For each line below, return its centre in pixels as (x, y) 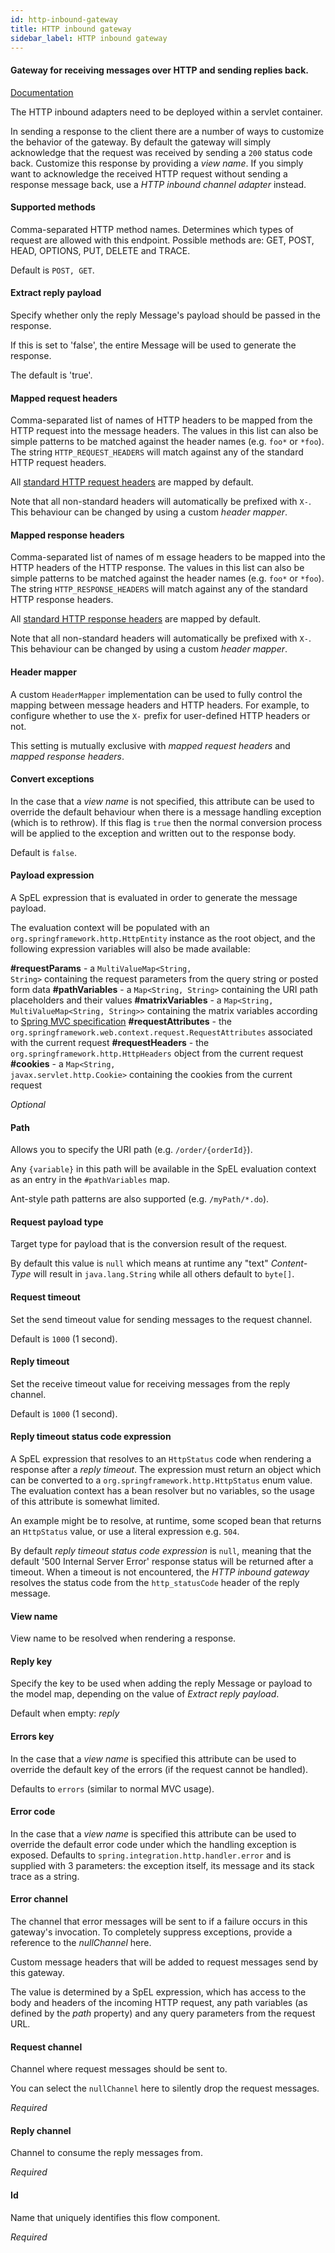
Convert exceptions (52, 779)
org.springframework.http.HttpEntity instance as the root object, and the (163, 938)
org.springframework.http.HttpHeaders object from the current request (157, 1053)
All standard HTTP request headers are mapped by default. (132, 482)
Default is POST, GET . (52, 270)
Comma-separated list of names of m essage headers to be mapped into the (168, 557)
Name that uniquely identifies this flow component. (115, 2217)
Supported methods (53, 207)
